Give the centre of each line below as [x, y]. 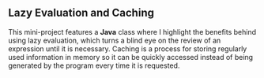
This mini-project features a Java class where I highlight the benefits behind [132, 32]
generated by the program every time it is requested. [94, 65]
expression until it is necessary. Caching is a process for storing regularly [128, 48]
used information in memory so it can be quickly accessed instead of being [131, 57]
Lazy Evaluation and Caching [81, 13]
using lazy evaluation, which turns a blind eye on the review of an [115, 40]
